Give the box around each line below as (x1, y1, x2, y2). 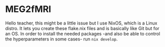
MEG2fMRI (5, 3, 51, 15)
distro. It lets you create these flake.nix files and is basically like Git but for (5, 25, 160, 31)
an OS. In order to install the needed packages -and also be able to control (5, 30, 160, 36)
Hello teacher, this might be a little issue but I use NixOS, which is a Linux (5, 20, 157, 26)
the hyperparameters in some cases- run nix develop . (5, 36, 118, 42)
